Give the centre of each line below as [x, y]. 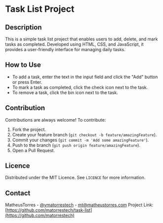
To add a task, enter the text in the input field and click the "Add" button [85, 77]
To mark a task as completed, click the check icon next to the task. [80, 87]
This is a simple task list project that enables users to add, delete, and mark [81, 39]
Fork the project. [29, 129]
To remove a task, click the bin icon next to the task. [65, 93]
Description [23, 27]
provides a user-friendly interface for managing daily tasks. [65, 49]
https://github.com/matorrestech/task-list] [49, 210]
